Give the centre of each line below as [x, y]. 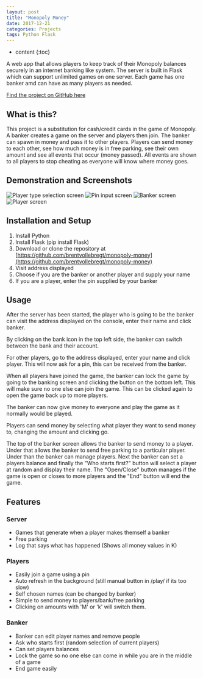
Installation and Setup [49, 221]
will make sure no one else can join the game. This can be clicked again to [100, 389]
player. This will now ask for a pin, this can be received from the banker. [97, 364]
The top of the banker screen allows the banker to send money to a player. [100, 444]
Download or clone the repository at [60, 248]
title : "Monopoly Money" [38, 18]
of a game [28, 662]
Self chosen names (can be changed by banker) [76, 594]
